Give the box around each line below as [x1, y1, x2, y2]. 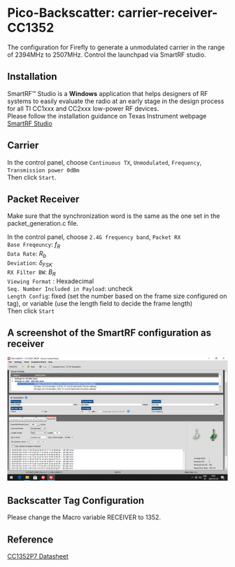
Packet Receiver [7, 193, 80, 205]
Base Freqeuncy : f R [7, 240, 61, 250]
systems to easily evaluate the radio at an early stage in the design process [7, 97, 225, 105]
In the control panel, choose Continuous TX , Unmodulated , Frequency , [7, 158, 202, 166]
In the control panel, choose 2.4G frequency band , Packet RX [7, 233, 181, 241]
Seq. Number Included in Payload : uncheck [7, 284, 133, 292]
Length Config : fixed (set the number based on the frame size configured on [7, 292, 227, 300]
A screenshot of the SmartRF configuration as [7, 327, 212, 339]
